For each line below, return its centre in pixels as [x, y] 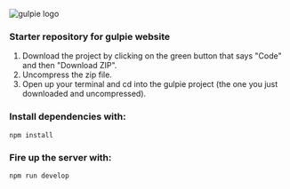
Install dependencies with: [68, 117]
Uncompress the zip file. [67, 75]
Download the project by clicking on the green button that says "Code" [152, 56]
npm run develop [39, 176]
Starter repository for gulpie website [90, 36]
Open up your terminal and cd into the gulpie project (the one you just [150, 84]
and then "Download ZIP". [69, 66]
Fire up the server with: [60, 157]
